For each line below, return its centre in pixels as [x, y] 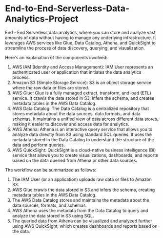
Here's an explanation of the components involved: [56, 57]
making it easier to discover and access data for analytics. [71, 124]
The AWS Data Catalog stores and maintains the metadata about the [81, 200]
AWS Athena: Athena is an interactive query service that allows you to [82, 129]
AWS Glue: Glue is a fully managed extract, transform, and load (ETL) [81, 93]
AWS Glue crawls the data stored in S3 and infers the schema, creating [83, 190]
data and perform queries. [38, 145]
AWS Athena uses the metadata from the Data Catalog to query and [80, 210]
